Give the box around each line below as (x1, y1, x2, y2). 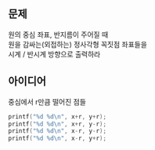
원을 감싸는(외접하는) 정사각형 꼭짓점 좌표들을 (8, 39, 147, 49)
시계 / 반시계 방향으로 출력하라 (8, 49, 101, 59)
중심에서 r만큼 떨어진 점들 (8, 97, 86, 106)
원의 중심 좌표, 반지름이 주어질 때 (8, 30, 109, 39)
